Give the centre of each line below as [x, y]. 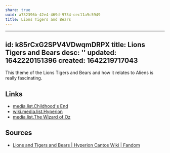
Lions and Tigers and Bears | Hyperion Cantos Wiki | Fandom [76, 145]
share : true [18, 10]
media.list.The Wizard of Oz [41, 117]
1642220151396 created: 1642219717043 [72, 61]
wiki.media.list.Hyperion [38, 111]
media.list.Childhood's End [40, 106]
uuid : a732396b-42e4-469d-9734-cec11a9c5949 [53, 15]
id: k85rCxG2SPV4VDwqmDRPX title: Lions [75, 44]
